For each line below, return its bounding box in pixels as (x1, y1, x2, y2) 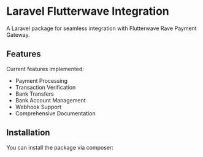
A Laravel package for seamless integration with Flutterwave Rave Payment (6, 25, 197, 32)
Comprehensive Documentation (15, 109, 96, 117)
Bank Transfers (15, 90, 54, 98)
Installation (6, 128, 50, 138)
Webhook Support (15, 103, 62, 110)
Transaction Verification (15, 83, 76, 91)
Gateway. (6, 31, 31, 38)
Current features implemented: (6, 65, 84, 72)
